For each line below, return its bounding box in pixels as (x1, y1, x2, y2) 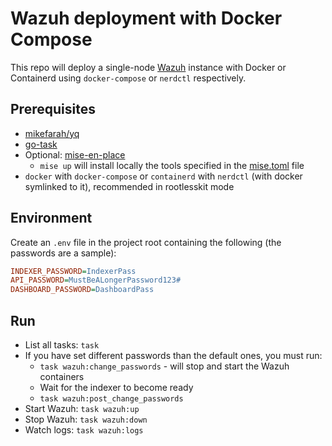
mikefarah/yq (24, 127, 80, 139)
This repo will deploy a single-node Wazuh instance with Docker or (10, 61, 287, 73)
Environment (10, 210, 93, 227)
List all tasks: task (24, 339, 100, 351)
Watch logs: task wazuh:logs (24, 424, 144, 436)
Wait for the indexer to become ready (39, 382, 194, 393)
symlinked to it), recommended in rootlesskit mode (24, 180, 235, 192)
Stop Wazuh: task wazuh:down (24, 413, 148, 425)
